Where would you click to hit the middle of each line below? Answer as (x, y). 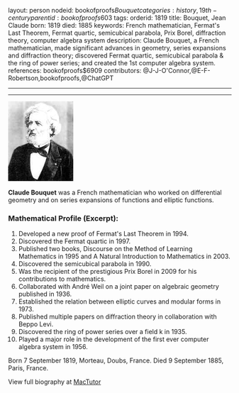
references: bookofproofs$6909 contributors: (75, 71)
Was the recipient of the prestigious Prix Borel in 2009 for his (107, 272)
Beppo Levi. (36, 324)
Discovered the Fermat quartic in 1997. (74, 241)
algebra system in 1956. (53, 347)
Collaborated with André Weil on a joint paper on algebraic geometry (118, 287)
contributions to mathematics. (62, 279)
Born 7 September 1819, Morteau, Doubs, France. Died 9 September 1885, (116, 360)
